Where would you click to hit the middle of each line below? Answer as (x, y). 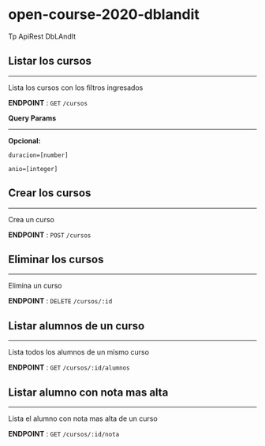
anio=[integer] (33, 169)
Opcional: (24, 140)
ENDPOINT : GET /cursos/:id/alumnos (69, 367)
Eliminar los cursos (56, 259)
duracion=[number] (38, 155)
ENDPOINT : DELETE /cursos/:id (60, 301)
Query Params (32, 118)
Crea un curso (32, 219)
